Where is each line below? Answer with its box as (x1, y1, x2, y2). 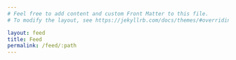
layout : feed (7, 29, 46, 36)
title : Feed (7, 36, 42, 43)
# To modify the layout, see (7, 17, 93, 24)
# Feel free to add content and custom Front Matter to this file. (7, 10, 209, 17)
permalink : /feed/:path (7, 43, 77, 50)
